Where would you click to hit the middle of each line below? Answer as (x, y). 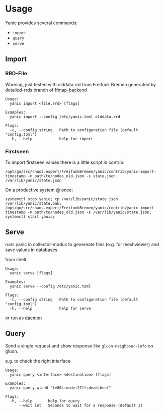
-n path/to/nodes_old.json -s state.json (71, 176)
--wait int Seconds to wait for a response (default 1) (80, 405)
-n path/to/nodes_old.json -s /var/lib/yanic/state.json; (90, 212)
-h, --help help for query (45, 401)
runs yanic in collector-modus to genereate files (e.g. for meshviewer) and (82, 244)
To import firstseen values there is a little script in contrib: (65, 162)
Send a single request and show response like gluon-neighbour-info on (79, 345)
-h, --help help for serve (51, 308)
